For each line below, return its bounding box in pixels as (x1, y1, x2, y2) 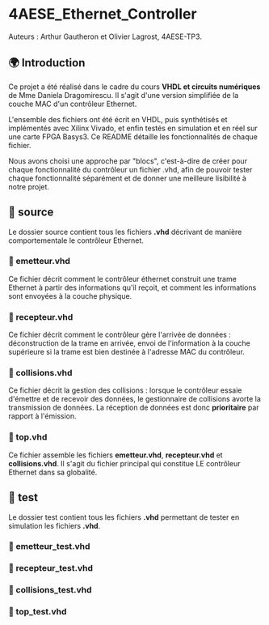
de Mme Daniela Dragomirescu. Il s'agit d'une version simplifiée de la (8, 90, 239, 100)
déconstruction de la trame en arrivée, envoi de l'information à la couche (8, 338, 250, 348)
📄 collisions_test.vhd (8, 585, 92, 596)
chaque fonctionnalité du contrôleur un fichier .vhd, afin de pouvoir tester (8, 164, 253, 174)
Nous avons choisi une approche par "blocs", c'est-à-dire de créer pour (8, 155, 248, 166)
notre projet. (8, 181, 50, 191)
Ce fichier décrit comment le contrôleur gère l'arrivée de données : (8, 330, 232, 340)
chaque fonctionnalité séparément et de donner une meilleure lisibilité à (8, 173, 246, 183)
